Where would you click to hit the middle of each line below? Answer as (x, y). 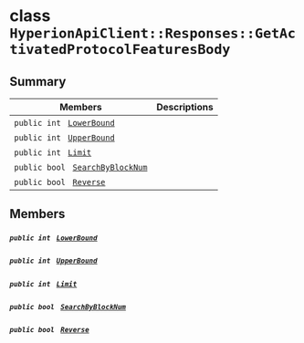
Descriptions (185, 107)
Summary (38, 82)
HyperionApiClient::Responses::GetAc (153, 33)
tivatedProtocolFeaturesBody (120, 50)
